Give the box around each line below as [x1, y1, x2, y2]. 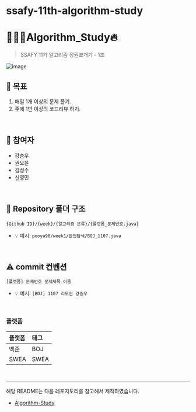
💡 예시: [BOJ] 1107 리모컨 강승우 [14, 290, 87, 297]
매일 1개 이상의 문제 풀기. [14, 98, 72, 105]
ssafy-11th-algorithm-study [6, 4, 143, 18]
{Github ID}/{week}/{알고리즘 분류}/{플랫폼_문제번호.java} [6, 221, 139, 227]
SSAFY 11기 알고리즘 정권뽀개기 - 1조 [20, 51, 105, 58]
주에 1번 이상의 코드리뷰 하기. [14, 105, 80, 112]
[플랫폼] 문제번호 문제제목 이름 [6, 279, 72, 285]
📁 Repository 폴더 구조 [6, 204, 86, 214]
